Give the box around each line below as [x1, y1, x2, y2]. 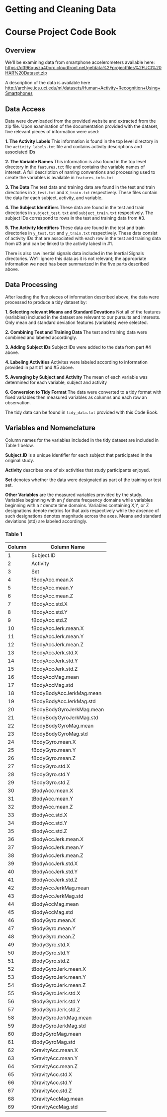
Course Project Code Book [5, 26, 117, 38]
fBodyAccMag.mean [31, 673, 80, 680]
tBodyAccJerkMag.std [31, 892, 83, 899]
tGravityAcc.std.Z [31, 1087, 72, 1094]
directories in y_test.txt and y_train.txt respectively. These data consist [5, 230, 158, 236]
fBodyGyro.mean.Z [31, 755, 76, 762]
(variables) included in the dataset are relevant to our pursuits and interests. [5, 314, 161, 320]
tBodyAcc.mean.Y [31, 795, 74, 802]
